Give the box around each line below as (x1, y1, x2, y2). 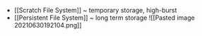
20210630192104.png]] (13, 21, 83, 29)
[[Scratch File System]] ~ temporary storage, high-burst (13, 6, 177, 14)
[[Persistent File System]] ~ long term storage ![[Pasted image (13, 13, 196, 22)
